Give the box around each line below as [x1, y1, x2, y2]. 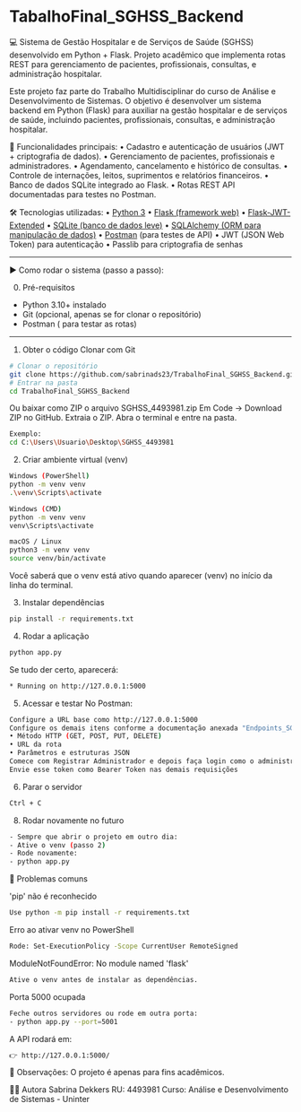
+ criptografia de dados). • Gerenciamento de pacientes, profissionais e [9, 151, 275, 161]
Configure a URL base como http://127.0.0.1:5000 [9, 715, 199, 724]
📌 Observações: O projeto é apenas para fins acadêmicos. [9, 1067, 226, 1078]
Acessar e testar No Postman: [21, 698, 133, 708]
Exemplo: [9, 430, 42, 439]
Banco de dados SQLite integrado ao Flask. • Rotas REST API [9, 179, 236, 190]
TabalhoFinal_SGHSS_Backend [9, 6, 245, 27]
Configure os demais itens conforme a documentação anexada [9, 724, 239, 733]
